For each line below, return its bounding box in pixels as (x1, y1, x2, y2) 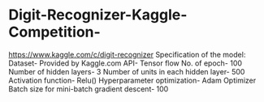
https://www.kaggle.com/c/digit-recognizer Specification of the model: (8, 49, 246, 59)
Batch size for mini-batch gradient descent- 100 (8, 83, 169, 94)
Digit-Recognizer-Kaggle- (8, 6, 188, 24)
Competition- (8, 23, 102, 41)
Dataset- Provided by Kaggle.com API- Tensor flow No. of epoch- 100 (8, 58, 242, 68)
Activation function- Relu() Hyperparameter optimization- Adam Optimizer (8, 75, 257, 85)
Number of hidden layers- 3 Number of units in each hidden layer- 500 (8, 66, 245, 76)
